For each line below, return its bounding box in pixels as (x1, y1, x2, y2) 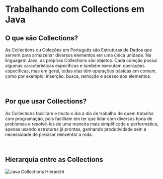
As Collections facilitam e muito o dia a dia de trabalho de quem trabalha (5, 110, 154, 116)
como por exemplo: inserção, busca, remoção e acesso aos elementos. (5, 73, 152, 79)
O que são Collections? (5, 34, 79, 42)
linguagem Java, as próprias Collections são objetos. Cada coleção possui (5, 58, 158, 63)
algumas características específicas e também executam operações (5, 63, 145, 68)
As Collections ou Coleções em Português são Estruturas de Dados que (5, 47, 153, 53)
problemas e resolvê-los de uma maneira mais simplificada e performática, (5, 120, 159, 127)
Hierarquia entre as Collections (5, 155, 103, 164)
